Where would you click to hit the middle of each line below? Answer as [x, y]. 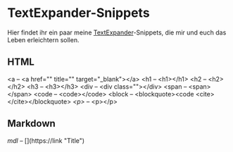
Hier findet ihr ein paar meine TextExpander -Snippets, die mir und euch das [117, 32]
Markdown [32, 123]
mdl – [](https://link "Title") [46, 140]
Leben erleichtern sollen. [43, 39]
